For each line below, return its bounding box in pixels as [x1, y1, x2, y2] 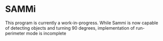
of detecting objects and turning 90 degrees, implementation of [5, 25, 135, 31]
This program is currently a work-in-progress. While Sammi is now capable [5, 20, 159, 26]
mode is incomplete [26, 30, 66, 36]
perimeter [5, 30, 25, 36]
